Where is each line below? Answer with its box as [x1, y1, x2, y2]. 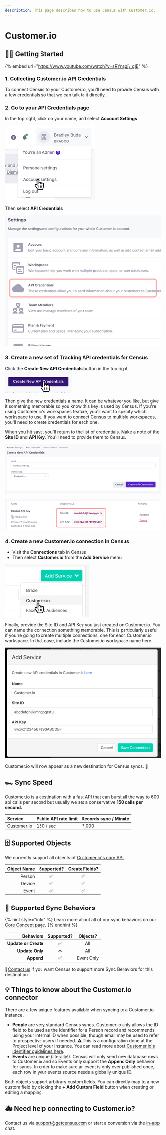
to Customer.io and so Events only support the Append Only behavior [12, 1059, 155, 1064]
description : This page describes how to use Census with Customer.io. [5, 8, 156, 13]
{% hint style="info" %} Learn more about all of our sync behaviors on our [5, 917, 157, 922]
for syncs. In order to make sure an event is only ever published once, [12, 1063, 155, 1070]
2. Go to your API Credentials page [5, 104, 90, 111]
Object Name [7, 866, 35, 872]
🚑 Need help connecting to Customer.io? [5, 1104, 135, 1113]
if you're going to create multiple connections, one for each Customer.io [5, 632, 152, 638]
